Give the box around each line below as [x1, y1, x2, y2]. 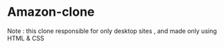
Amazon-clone [7, 4, 95, 20]
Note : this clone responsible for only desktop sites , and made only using [7, 27, 217, 35]
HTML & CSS [7, 34, 45, 42]
